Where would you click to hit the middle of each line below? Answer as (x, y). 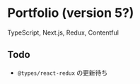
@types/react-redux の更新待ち (63, 73)
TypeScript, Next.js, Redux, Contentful (63, 32)
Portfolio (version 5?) (71, 13)
